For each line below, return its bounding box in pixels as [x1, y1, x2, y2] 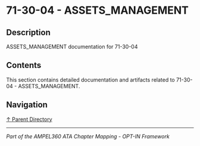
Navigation [6, 100, 48, 110]
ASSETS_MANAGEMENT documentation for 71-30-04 [6, 43, 138, 50]
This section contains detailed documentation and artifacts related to [6, 76, 176, 83]
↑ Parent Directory [6, 116, 52, 123]
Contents [6, 60, 42, 70]
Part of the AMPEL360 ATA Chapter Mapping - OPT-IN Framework [6, 132, 170, 140]
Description [6, 27, 51, 38]
